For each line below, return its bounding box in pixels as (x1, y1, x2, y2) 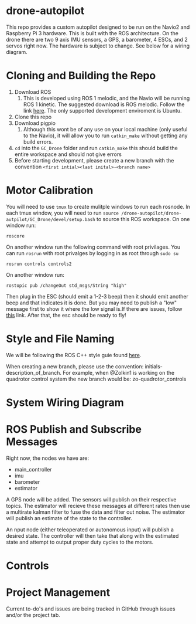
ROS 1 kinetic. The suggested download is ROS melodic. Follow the (23, 101, 185, 108)
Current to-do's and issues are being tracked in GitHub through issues (6, 605, 176, 612)
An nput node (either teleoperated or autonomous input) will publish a (6, 526, 174, 533)
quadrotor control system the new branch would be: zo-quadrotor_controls (6, 375, 187, 382)
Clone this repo (14, 113, 51, 120)
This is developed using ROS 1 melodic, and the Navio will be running (23, 94, 190, 101)
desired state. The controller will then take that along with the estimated (6, 532, 179, 539)
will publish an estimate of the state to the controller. (6, 514, 133, 521)
